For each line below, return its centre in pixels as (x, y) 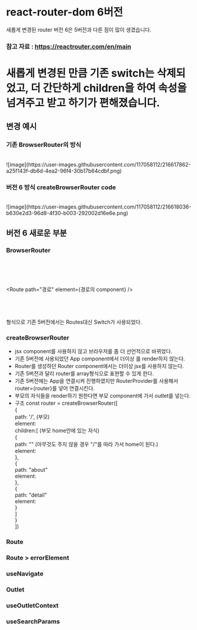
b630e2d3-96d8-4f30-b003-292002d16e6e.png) (67, 213)
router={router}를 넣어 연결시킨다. (55, 388)
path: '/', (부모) (32, 417)
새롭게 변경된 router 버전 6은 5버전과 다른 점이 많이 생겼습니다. (79, 30)
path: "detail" (31, 495)
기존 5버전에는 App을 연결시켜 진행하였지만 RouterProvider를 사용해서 (96, 381)
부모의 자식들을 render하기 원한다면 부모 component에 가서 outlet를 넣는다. (103, 396)
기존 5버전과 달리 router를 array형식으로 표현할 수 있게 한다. (84, 373)
